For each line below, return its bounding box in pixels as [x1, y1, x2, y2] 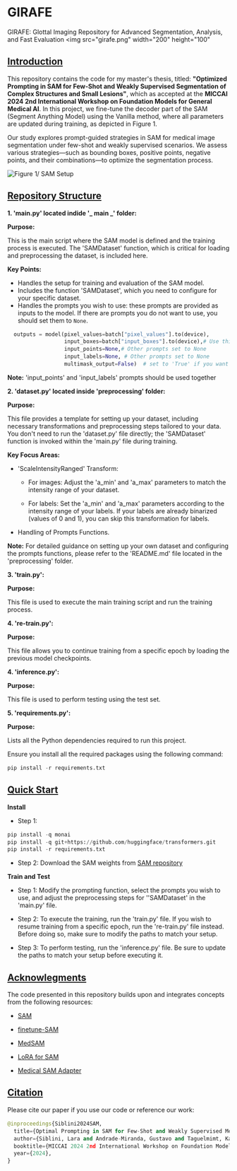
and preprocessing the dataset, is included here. [7, 251, 148, 260]
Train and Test [7, 873, 51, 881]
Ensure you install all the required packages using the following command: [7, 750, 224, 758]
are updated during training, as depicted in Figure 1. [7, 120, 157, 128]
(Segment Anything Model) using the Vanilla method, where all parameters [7, 112, 224, 120]
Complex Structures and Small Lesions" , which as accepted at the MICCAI [7, 89, 228, 98]
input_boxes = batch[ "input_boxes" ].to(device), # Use [63, 338, 219, 345]
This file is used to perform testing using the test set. [7, 694, 161, 704]
